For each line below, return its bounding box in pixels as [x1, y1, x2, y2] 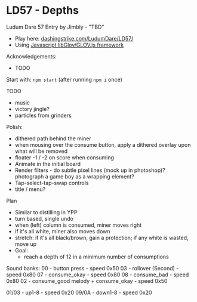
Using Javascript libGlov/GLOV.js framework [14, 41, 124, 48]
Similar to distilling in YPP [14, 208, 78, 215]
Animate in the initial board [14, 160, 81, 167]
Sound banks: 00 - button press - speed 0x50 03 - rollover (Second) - [6, 264, 179, 272]
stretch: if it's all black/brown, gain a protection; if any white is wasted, [14, 234, 189, 241]
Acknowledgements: [6, 53, 57, 60]
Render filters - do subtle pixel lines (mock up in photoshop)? [14, 167, 165, 174]
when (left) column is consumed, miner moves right [14, 221, 142, 229]
